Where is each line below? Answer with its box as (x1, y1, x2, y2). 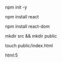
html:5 (5, 52, 18, 58)
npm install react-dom (5, 23, 50, 29)
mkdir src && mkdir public (5, 33, 58, 39)
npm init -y (5, 4, 27, 10)
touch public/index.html (5, 43, 53, 49)
